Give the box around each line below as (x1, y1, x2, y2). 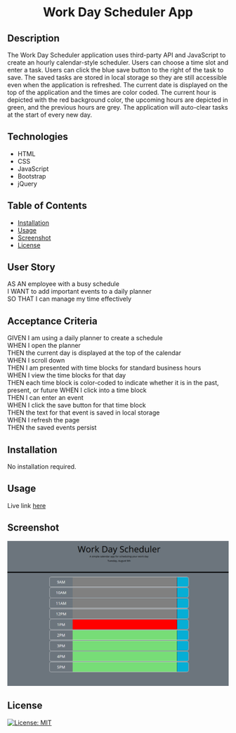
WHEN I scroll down (7, 356, 65, 365)
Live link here (7, 501, 46, 510)
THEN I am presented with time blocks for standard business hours (7, 363, 202, 372)
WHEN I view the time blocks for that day (7, 371, 126, 380)
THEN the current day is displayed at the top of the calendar (7, 349, 181, 357)
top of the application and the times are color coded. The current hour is (7, 89, 216, 96)
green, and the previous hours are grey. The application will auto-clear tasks (7, 103, 228, 111)
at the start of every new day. (7, 110, 93, 119)
